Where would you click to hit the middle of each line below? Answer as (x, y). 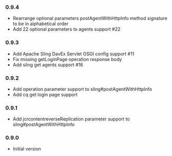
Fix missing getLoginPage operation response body (67, 59)
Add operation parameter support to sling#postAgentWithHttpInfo (82, 89)
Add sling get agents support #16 (48, 65)
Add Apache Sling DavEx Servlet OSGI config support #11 (73, 54)
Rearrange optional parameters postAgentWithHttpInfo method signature (90, 18)
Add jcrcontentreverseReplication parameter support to (71, 119)
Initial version (27, 149)
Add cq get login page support (45, 94)
